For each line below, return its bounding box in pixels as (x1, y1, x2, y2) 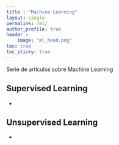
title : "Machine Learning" (6, 9, 78, 15)
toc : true (6, 43, 32, 50)
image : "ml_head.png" (17, 37, 72, 43)
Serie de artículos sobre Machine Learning (6, 65, 114, 73)
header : (6, 32, 29, 38)
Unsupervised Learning (6, 117, 98, 127)
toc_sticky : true (6, 49, 51, 55)
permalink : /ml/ (6, 20, 48, 26)
